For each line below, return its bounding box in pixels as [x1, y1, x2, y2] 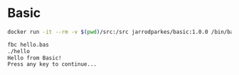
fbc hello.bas [7, 41, 50, 48]
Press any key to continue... [7, 61, 97, 68]
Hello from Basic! [7, 54, 62, 62]
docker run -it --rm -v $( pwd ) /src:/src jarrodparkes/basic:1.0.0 [7, 28, 208, 35]
